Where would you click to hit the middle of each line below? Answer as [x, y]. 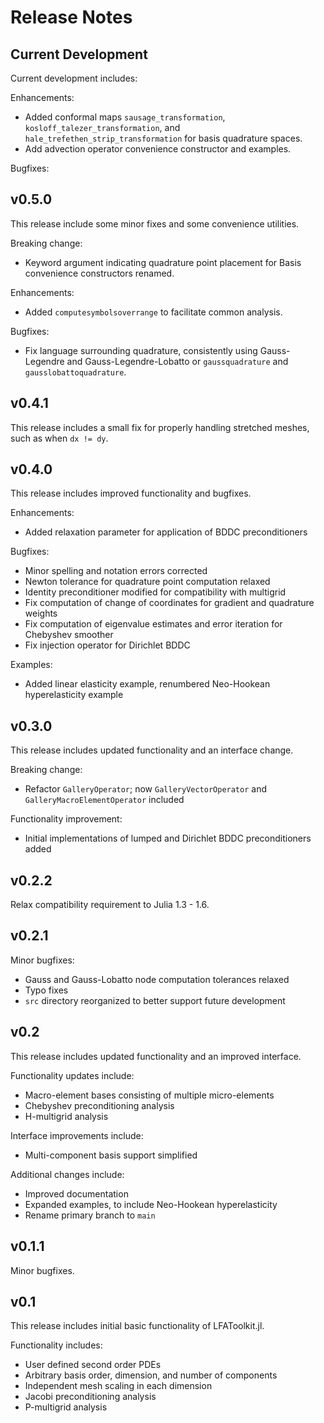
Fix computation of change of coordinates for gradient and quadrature [169, 603]
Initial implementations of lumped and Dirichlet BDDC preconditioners [168, 838]
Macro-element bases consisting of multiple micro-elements [149, 1095]
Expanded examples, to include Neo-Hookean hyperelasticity [151, 1204]
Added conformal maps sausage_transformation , [125, 117]
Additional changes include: [67, 1174]
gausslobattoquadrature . [75, 372]
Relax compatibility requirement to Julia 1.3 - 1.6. [110, 905]
